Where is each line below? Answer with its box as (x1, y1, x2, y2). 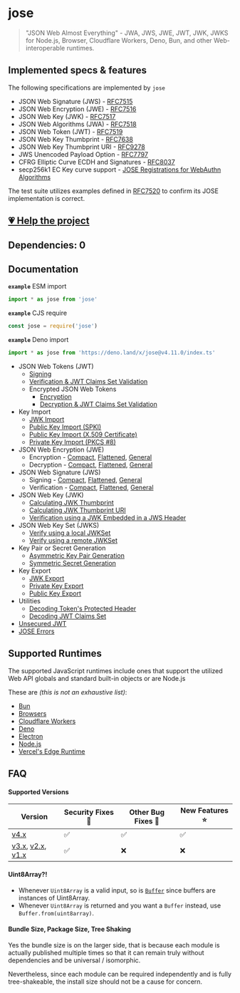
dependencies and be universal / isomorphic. (8, 956, 141, 965)
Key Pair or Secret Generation (18, 544, 106, 552)
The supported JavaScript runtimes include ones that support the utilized (8, 666, 223, 675)
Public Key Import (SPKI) (28, 422, 102, 431)
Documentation (8, 263, 79, 275)
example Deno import (8, 336, 69, 344)
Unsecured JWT (18, 619, 67, 628)
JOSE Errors (18, 627, 55, 635)
